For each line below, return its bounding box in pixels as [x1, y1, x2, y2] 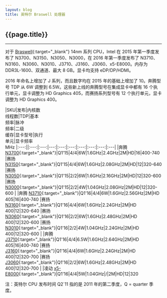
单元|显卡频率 [5, 138, 33, 144]
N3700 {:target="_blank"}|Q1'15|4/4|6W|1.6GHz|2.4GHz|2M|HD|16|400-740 [5, 150, 160, 156]
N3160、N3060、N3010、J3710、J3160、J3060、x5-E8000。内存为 [5, 61, 148, 67]
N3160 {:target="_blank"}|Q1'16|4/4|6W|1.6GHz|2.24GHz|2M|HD [5, 202, 137, 208]
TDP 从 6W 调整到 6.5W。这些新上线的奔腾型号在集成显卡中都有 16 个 [10, 84, 154, 90]
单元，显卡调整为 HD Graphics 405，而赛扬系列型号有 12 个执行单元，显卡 [9, 90, 162, 96]
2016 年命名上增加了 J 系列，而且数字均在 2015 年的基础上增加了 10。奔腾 [5, 78, 157, 84]
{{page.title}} [5, 30, 48, 39]
